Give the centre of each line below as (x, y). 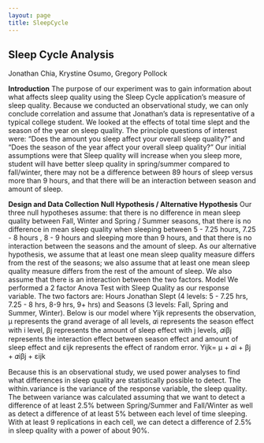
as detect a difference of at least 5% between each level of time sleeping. (128, 414)
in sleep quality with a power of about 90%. (79, 430)
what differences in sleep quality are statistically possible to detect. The (125, 380)
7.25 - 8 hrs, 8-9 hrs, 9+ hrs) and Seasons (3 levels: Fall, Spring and (118, 305)
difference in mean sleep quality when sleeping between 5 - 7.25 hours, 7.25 (132, 230)
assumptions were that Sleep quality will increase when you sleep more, (125, 156)
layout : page (30, 15)
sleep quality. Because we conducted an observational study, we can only (128, 105)
